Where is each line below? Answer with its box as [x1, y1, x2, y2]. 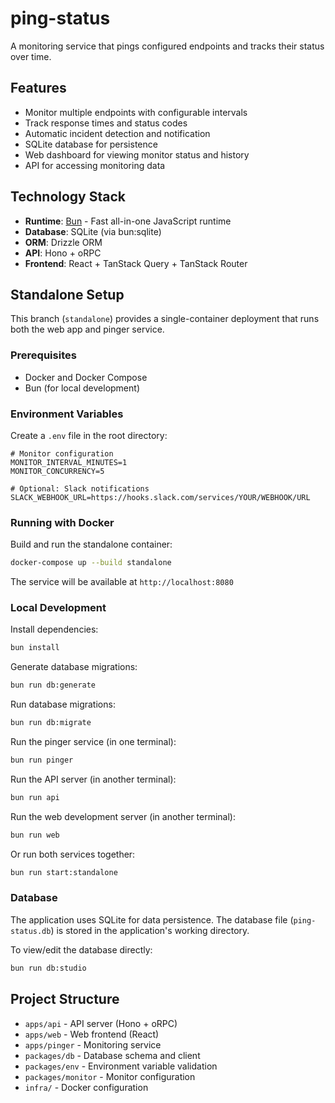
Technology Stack [10, 188, 126, 206]
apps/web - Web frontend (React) [24, 1028, 160, 1040]
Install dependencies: [10, 623, 99, 636]
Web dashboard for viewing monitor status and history [24, 148, 250, 161]
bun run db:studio [10, 963, 87, 973]
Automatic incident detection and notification [24, 127, 211, 139]
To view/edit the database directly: [10, 943, 153, 956]
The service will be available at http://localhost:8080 [10, 576, 234, 588]
